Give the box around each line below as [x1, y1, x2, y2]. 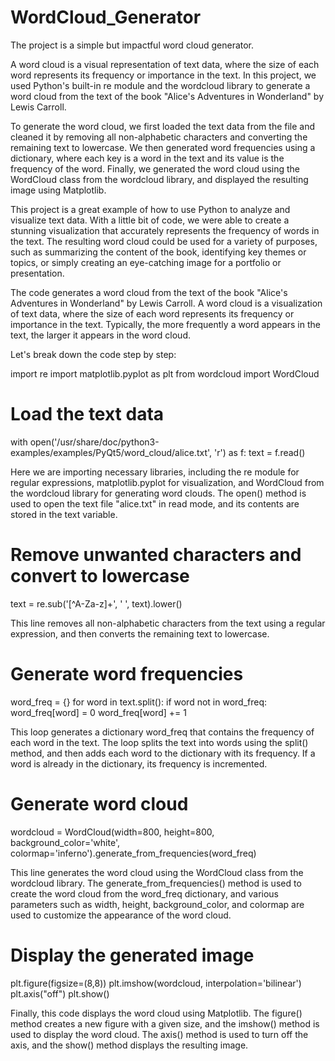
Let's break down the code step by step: [10, 348, 177, 360]
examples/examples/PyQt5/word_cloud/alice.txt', [10, 446, 213, 458]
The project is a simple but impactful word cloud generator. [10, 39, 255, 51]
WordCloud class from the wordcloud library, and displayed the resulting [10, 173, 309, 185]
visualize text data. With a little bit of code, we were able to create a [10, 214, 290, 226]
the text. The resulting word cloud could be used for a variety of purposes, [10, 235, 318, 247]
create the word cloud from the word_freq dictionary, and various [10, 887, 280, 900]
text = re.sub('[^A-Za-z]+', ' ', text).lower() [10, 597, 183, 610]
